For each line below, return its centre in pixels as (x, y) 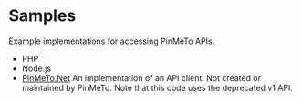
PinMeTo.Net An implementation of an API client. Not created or (141, 77)
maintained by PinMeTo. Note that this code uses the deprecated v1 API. (157, 87)
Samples (42, 16)
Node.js (36, 68)
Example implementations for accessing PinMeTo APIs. (112, 41)
